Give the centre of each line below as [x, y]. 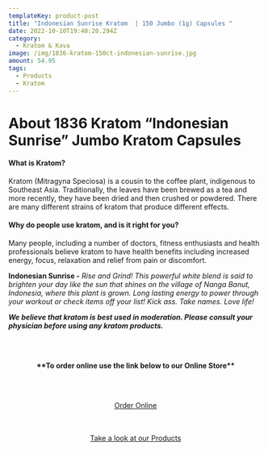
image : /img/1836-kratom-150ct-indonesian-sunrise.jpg [103, 53]
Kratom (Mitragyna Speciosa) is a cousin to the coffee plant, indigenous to [132, 181]
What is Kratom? [37, 163]
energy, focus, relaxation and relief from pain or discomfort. [108, 260]
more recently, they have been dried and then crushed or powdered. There [133, 198]
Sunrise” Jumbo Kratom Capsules [125, 140]
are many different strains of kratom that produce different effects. [119, 206]
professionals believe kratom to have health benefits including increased [129, 252]
